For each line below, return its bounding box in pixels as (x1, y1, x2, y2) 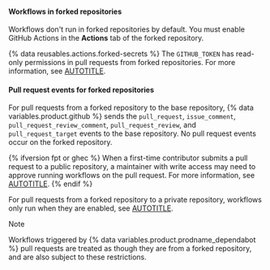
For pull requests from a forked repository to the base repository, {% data (8, 102, 254, 113)
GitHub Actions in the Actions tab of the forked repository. (8, 33, 204, 43)
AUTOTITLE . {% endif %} (8, 179, 93, 189)
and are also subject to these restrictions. (8, 252, 148, 262)
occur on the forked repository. (8, 137, 113, 147)
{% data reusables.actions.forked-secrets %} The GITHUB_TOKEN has (8, 49, 234, 59)
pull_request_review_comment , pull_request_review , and (8, 120, 196, 130)
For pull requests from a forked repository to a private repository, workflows (8, 195, 262, 205)
